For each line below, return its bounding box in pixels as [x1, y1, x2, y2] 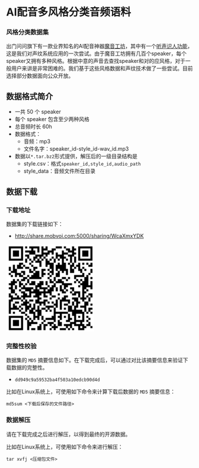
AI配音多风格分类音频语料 [6, 5, 131, 19]
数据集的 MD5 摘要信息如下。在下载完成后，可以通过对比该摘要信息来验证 [6, 356, 184, 364]
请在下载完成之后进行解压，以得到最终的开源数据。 [6, 431, 131, 438]
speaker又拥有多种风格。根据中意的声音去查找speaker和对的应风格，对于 [6, 58, 185, 65]
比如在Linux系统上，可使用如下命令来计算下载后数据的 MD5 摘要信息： [6, 388, 176, 395]
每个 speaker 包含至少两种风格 [14, 116, 90, 123]
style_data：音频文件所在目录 [23, 167, 96, 175]
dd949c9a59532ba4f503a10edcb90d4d [14, 377, 100, 383]
